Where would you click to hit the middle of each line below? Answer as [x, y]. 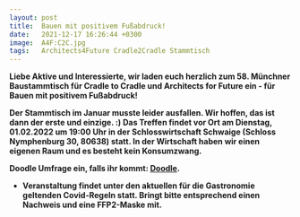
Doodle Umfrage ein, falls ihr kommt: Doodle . [95, 169]
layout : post [34, 17]
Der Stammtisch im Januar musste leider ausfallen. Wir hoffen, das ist [142, 113]
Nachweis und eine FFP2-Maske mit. [92, 205]
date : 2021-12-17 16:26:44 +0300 [76, 34]
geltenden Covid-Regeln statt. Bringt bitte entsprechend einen [141, 195]
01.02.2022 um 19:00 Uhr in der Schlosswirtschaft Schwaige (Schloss [142, 132]
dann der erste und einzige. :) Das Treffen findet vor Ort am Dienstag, [141, 123]
